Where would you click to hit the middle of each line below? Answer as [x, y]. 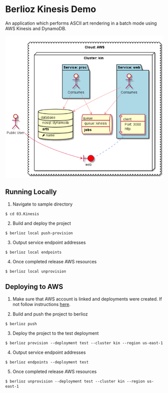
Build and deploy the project [42, 223]
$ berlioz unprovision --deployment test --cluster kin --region [75, 381]
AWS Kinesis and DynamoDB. [36, 28]
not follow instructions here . [41, 304]
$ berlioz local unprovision [36, 271]
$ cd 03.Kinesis [22, 214]
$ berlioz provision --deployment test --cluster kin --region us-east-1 [84, 343]
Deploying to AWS [34, 287]
